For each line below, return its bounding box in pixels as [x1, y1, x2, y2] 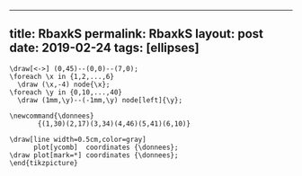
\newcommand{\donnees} [9, 111, 94, 120]
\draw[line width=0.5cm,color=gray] [9, 135, 147, 144]
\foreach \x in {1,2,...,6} [9, 72, 115, 81]
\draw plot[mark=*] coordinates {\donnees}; [9, 150, 179, 160]
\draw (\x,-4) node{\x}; [17, 80, 111, 89]
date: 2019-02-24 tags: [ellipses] [9, 40, 200, 56]
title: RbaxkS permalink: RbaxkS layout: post [9, 26, 263, 41]
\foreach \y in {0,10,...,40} [9, 87, 123, 97]
